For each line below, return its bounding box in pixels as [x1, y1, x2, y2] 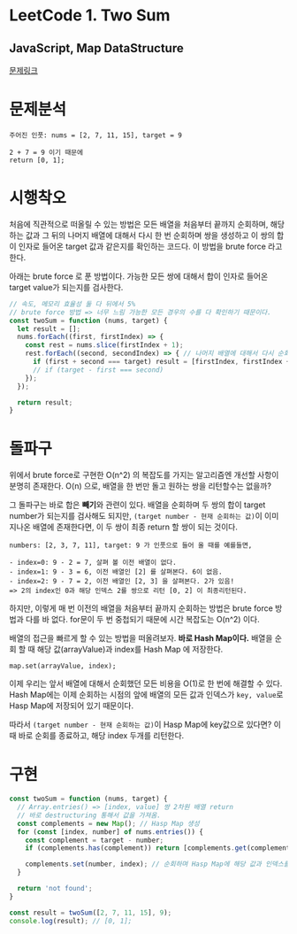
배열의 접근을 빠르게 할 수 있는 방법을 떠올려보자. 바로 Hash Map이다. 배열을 [9, 633, 273, 644]
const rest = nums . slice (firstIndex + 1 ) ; [25, 341, 184, 350]
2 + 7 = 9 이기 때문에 [9, 148, 84, 157]
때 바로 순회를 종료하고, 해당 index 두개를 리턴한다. [9, 730, 185, 741]
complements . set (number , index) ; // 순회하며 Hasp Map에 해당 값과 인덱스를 [25, 860, 290, 868]
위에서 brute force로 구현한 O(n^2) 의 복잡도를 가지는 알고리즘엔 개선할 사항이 [9, 470, 279, 481]
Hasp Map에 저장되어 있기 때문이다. [9, 700, 134, 711]
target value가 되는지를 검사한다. [9, 282, 124, 292]
